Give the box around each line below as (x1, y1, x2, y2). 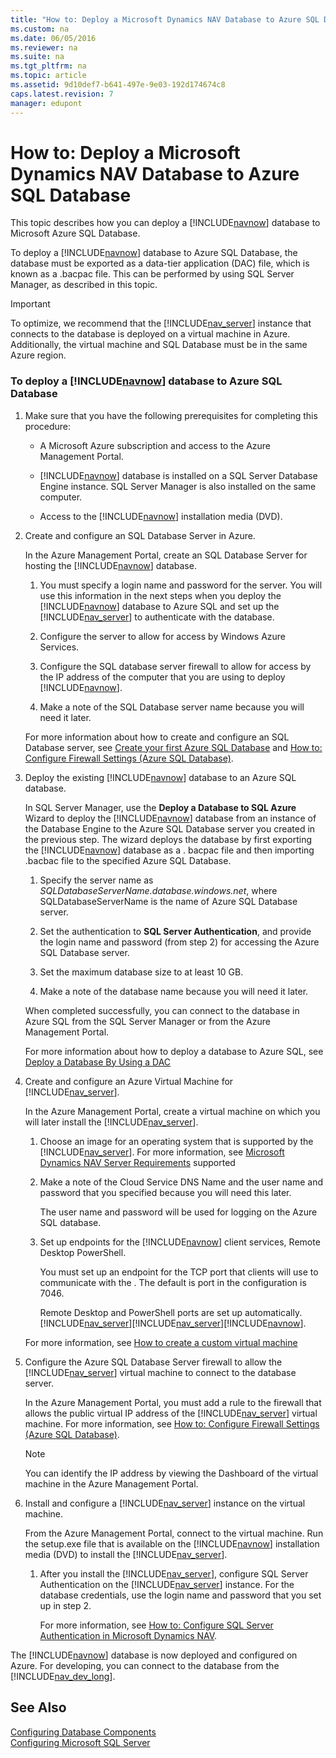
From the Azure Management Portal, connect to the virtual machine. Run (24, 1527, 324, 1539)
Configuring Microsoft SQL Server (10, 1736, 151, 1748)
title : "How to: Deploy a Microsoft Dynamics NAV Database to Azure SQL (10, 14, 320, 25)
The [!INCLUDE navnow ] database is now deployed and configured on (10, 1649, 298, 1661)
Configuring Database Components (10, 1726, 157, 1738)
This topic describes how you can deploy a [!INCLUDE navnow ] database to (10, 217, 321, 229)
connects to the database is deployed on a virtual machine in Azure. (10, 328, 291, 340)
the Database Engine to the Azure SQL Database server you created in (24, 822, 316, 835)
